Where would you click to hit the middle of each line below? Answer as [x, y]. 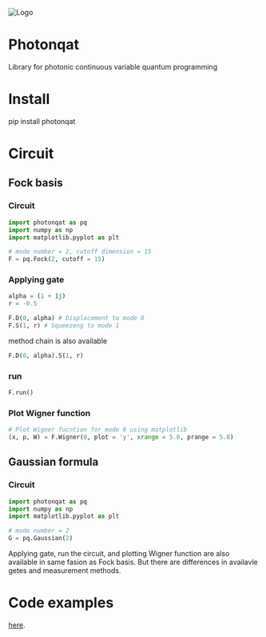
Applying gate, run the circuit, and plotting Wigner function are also [119, 554]
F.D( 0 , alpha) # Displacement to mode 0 [77, 318]
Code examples [61, 603]
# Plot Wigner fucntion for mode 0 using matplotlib [98, 430]
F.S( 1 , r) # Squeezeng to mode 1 [64, 326]
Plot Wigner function [50, 413]
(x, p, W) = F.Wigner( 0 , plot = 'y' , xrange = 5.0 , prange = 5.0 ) [121, 437]
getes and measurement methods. [65, 571]
